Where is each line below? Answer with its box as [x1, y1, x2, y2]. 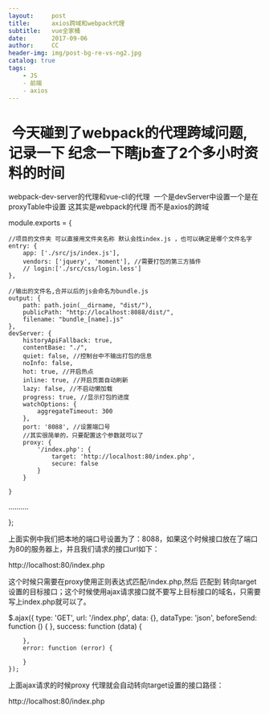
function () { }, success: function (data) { [8, 622, 143, 631]
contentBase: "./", [22, 343, 88, 352]
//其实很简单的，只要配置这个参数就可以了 [22, 432, 144, 440]
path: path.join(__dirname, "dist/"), [22, 302, 153, 310]
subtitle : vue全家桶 [8, 27, 81, 35]
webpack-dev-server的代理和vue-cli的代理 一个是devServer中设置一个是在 [8, 192, 259, 202]
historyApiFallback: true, [22, 337, 113, 345]
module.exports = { [8, 218, 72, 228]
